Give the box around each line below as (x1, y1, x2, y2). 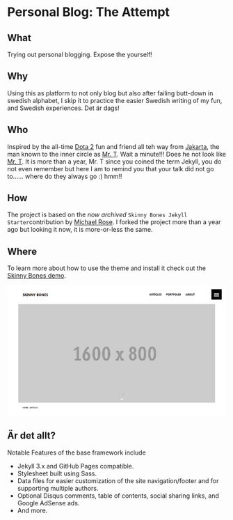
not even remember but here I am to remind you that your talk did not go (7, 164, 214, 173)
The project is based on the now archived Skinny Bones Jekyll (7, 210, 188, 219)
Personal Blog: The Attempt (7, 4, 170, 20)
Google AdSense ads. (17, 498, 80, 507)
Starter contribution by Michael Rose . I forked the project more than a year (7, 218, 221, 226)
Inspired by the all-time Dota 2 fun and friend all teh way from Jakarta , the (7, 142, 220, 150)
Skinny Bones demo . (7, 271, 66, 280)
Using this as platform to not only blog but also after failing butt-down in (7, 88, 214, 97)
